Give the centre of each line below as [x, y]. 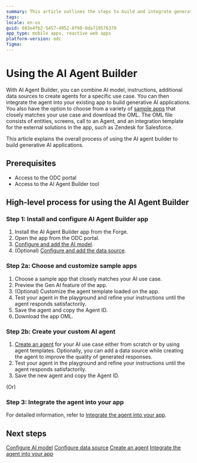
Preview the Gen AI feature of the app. [61, 285]
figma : [14, 45]
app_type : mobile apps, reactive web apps [59, 34]
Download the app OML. [44, 316]
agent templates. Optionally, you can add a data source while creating [99, 350]
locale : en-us [23, 22]
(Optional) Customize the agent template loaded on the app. [87, 291]
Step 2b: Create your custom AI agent [61, 331]
